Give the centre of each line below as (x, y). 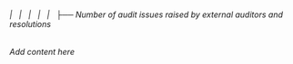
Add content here (42, 52)
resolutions (30, 23)
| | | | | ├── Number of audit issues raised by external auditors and (146, 14)
